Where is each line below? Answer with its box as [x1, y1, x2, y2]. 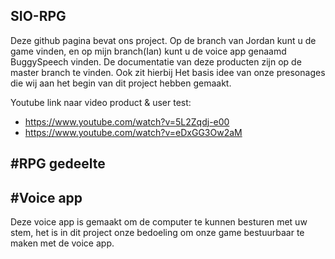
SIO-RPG [10, 8, 67, 25]
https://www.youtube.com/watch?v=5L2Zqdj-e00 [24, 115, 230, 128]
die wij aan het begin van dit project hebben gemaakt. [10, 77, 232, 89]
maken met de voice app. [10, 237, 115, 249]
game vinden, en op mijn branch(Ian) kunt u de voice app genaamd [10, 45, 287, 57]
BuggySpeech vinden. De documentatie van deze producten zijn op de [10, 55, 302, 68]
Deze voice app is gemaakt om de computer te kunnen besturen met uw [10, 216, 308, 228]
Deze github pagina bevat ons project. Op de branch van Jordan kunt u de [10, 34, 317, 46]
